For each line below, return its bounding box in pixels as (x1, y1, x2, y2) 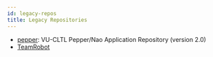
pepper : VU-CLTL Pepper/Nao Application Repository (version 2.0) (16, 35, 206, 43)
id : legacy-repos (7, 10, 57, 17)
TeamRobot (16, 43, 50, 51)
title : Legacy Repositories (7, 16, 88, 23)
